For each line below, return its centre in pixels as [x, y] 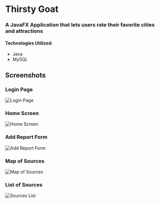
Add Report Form [26, 137]
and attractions [24, 31]
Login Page [19, 89]
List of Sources [24, 184]
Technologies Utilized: [29, 43]
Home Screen [22, 113]
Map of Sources [25, 161]
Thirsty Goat [32, 9]
